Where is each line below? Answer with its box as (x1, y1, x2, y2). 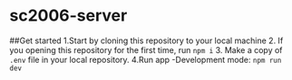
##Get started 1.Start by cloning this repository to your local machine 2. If (9, 35, 284, 46)
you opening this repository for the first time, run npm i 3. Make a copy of (9, 44, 283, 55)
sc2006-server (9, 5, 128, 26)
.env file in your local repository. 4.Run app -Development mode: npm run (9, 54, 282, 65)
